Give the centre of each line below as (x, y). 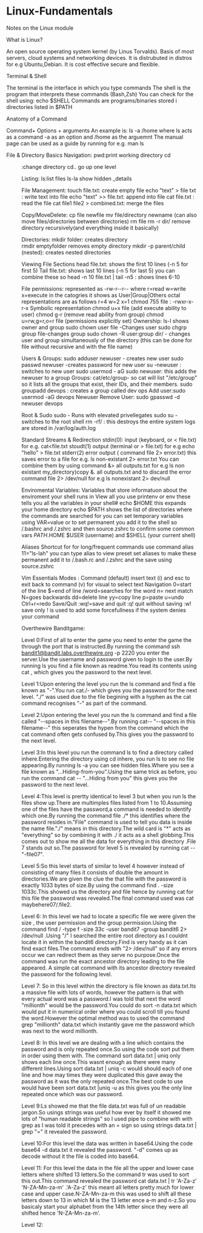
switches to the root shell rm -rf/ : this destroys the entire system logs (108, 421)
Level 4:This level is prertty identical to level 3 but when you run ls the (109, 796)
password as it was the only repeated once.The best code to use (102, 1081)
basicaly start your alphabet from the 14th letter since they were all (105, 1206)
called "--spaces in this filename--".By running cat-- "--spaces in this (108, 721)
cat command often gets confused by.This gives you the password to (108, 734)
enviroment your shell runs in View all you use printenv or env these (106, 496)
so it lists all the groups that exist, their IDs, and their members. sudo (107, 384)
